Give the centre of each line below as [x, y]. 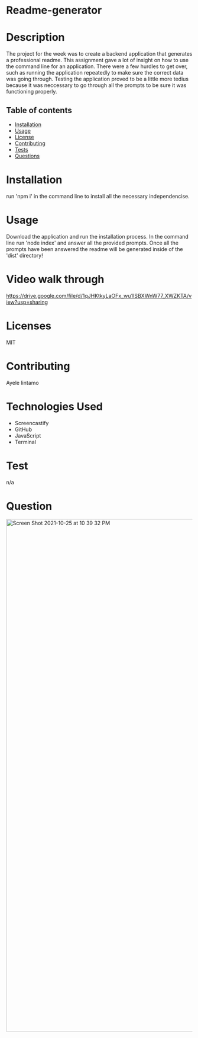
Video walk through [55, 279]
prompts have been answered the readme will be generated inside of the [95, 249]
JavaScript [28, 435]
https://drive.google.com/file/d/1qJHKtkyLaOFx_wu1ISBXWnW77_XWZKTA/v [99, 295]
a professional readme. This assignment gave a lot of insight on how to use [98, 60]
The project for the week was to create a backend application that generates [99, 54]
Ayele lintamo [23, 383]
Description [35, 38]
